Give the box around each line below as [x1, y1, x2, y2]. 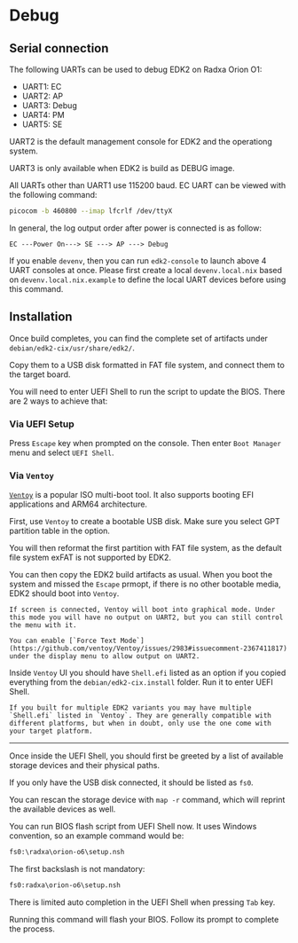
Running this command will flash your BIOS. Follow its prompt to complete [9, 915, 279, 925]
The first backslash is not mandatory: [9, 864, 145, 875]
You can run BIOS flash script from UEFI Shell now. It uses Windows [9, 821, 257, 832]
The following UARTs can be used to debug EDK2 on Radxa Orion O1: [9, 64, 263, 75]
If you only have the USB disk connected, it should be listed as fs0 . [9, 777, 255, 788]
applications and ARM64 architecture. [9, 499, 148, 510]
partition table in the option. [9, 525, 111, 537]
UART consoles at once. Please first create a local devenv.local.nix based [9, 264, 282, 275]
